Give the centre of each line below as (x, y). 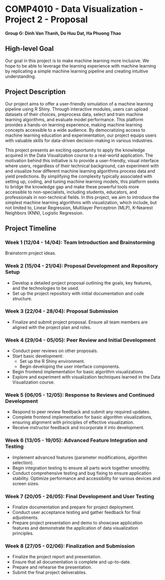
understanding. (20, 76)
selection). (23, 463)
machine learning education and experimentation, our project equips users (81, 135)
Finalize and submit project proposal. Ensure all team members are (80, 322)
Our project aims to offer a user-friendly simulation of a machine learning (79, 104)
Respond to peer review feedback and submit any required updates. (81, 412)
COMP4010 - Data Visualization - (74, 9)
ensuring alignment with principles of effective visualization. (73, 422)
